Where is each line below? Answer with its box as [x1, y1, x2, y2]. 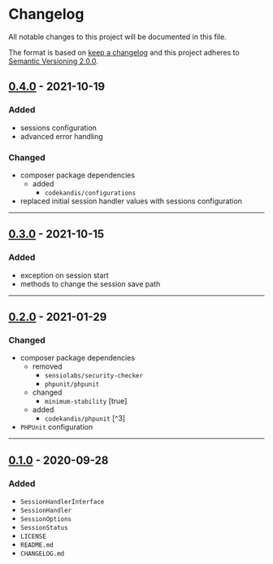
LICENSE [19, 532, 46, 540]
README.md [19, 540, 54, 549]
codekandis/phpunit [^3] [44, 413, 126, 423]
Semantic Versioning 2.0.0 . [8, 56, 99, 66]
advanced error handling [19, 131, 103, 141]
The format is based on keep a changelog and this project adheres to [8, 47, 240, 57]
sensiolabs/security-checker [44, 372, 144, 380]
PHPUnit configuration [19, 422, 93, 432]
